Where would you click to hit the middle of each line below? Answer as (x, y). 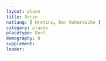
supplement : (20, 44)
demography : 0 (23, 38)
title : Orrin (22, 17)
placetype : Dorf (26, 33)
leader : (16, 49)
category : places (27, 28)
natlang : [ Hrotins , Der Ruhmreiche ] (53, 22)
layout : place (23, 11)
